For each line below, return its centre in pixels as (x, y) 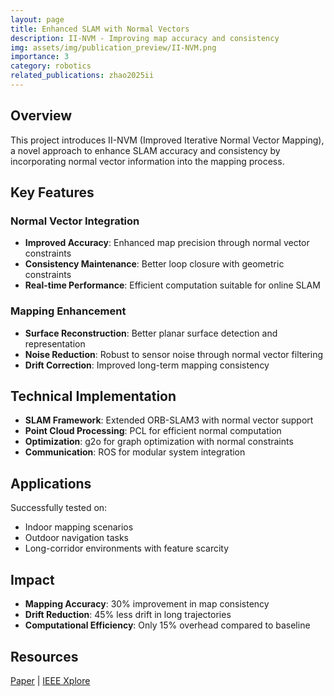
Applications (51, 483)
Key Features (52, 192)
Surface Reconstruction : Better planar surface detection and (151, 333)
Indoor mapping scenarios (79, 527)
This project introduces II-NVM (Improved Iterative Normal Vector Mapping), (167, 140)
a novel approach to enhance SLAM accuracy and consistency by (145, 150)
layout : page (37, 19)
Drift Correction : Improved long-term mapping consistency (147, 365)
